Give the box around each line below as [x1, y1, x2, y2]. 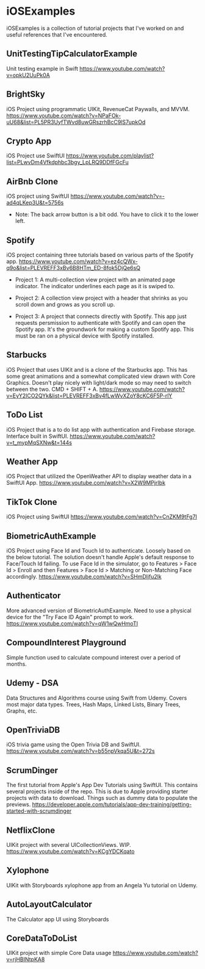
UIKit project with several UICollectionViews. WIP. [6, 841, 131, 848]
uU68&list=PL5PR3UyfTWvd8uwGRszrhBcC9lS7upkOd [6, 118, 146, 126]
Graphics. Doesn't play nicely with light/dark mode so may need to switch [6, 379, 192, 386]
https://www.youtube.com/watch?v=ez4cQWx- [18, 258, 138, 265]
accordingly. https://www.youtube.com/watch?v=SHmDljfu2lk [6, 573, 162, 581]
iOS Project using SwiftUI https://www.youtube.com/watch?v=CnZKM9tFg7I [6, 513, 197, 520]
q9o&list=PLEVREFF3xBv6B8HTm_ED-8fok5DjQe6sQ [6, 264, 141, 271]
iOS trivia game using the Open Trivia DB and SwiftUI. [6, 741, 141, 749]
